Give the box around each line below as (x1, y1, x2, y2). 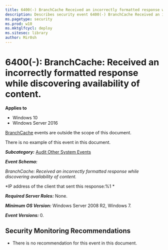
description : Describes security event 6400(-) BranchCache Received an (5, 12, 160, 17)
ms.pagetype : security (5, 16, 52, 21)
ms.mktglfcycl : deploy (5, 26, 52, 31)
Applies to (5, 105, 27, 111)
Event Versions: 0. (5, 212, 44, 218)
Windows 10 (12, 114, 38, 120)
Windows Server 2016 (12, 120, 58, 126)
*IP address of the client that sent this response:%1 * (5, 183, 115, 189)
